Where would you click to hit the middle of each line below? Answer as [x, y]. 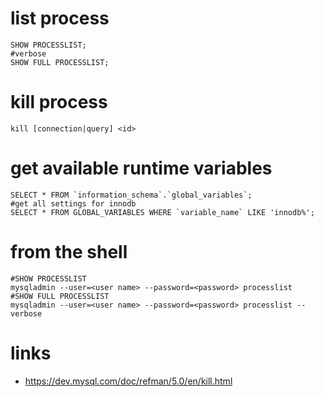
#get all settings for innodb [73, 203]
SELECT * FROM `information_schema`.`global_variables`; [131, 195]
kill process [59, 102]
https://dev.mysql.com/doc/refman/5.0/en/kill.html [128, 381]
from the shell [69, 252]
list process [60, 18]
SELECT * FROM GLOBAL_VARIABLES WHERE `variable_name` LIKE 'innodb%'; [162, 212]
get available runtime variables [141, 168]
